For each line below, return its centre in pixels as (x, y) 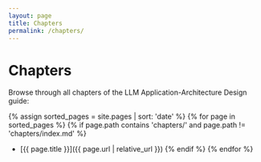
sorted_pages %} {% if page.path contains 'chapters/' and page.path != (127, 125)
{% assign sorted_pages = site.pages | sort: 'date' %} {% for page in (122, 116)
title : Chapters (35, 23)
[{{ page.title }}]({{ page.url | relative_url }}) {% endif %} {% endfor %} (137, 149)
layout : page (30, 16)
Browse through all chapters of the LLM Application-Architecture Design (128, 92)
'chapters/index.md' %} (47, 134)
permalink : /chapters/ (46, 30)
